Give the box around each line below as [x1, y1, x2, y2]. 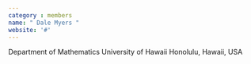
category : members [8, 11, 73, 20]
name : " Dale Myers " [8, 19, 80, 27]
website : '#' [8, 26, 51, 34]
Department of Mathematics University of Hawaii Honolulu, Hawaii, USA [8, 48, 243, 57]
